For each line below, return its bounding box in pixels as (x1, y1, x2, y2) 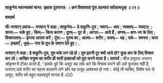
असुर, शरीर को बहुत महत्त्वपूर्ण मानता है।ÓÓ (5, 72, 73, 78)
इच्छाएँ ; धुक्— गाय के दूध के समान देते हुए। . (10, 40, 80, 46)
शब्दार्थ (5, 15, 15, 20)
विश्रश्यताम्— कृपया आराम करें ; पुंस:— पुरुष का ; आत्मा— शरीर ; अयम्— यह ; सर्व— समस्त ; (5, 35, 151, 41)
